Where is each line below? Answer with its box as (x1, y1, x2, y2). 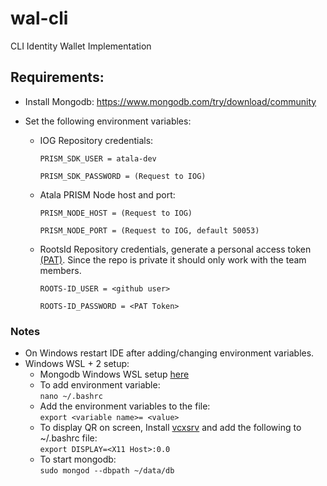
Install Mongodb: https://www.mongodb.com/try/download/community (24, 95, 317, 107)
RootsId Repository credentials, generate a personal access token (39, 243, 312, 255)
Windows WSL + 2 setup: (24, 358, 130, 370)
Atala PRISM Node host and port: (39, 188, 176, 201)
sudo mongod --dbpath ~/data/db (39, 466, 175, 476)
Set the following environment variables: (24, 115, 192, 127)
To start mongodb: (39, 453, 117, 466)
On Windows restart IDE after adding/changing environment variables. (24, 347, 315, 359)
